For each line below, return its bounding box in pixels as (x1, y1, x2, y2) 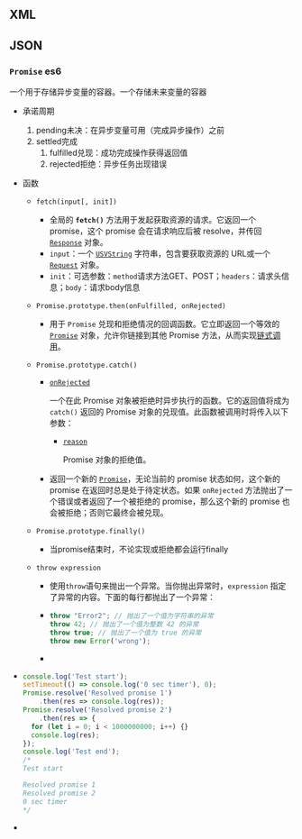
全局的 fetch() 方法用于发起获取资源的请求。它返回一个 (49, 214, 257, 225)
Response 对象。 (49, 237, 108, 248)
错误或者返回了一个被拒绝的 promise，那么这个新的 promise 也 (57, 496, 290, 507)
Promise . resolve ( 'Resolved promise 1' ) (22, 689, 173, 698)
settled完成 (35, 136, 78, 147)
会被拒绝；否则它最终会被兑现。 (49, 507, 169, 518)
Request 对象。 (49, 260, 105, 270)
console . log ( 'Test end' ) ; (22, 747, 120, 756)
